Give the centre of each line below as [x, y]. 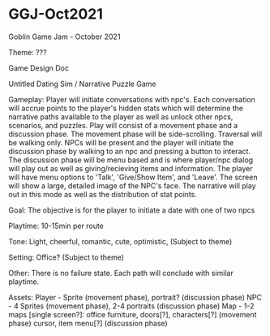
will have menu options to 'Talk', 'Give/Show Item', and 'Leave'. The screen [133, 177]
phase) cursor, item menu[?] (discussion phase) [88, 323]
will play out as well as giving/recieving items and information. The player [131, 168]
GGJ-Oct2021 [56, 14]
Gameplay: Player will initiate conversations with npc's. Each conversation [132, 99]
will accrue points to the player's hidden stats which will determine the [126, 108]
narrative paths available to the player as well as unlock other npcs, [121, 116]
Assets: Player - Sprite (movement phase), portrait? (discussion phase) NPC [135, 297]
